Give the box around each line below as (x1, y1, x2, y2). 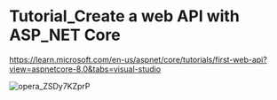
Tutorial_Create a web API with (9, 6, 240, 27)
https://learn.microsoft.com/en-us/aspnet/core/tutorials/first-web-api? (9, 54, 268, 65)
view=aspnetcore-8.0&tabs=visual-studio (9, 64, 162, 74)
